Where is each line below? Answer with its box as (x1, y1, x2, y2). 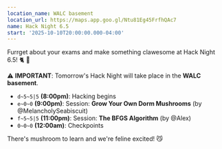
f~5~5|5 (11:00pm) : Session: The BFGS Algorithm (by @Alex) (16, 114, 191, 122)
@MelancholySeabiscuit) (16, 107, 88, 115)
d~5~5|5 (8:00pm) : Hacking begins (16, 92, 117, 100)
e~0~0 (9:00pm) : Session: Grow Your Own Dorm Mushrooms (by (16, 100, 202, 108)
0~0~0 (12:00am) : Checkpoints (16, 122, 104, 130)
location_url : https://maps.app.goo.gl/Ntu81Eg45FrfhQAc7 (7, 16, 177, 23)
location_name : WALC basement (7, 10, 94, 17)
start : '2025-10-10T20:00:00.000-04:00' (7, 29, 125, 36)
